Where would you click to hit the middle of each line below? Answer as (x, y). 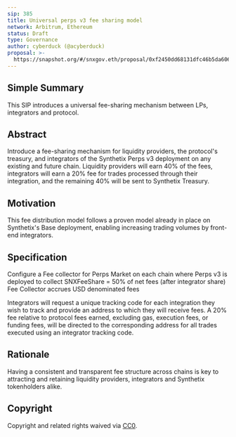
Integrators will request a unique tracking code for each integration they (111, 302)
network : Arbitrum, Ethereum (50, 27)
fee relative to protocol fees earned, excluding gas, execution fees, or (108, 318)
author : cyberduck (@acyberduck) (56, 46)
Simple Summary (46, 88)
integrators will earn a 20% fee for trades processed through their (103, 174)
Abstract (27, 134)
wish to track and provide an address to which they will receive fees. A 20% (117, 310)
